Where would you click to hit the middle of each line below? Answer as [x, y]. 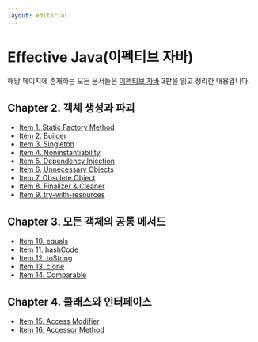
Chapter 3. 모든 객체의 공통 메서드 [87, 221]
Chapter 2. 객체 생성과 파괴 [71, 108]
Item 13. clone [42, 267]
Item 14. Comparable [53, 275]
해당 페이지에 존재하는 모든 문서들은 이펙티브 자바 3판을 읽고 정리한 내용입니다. [129, 81]
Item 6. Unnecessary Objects [66, 169]
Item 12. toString [46, 258]
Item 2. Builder [43, 136]
